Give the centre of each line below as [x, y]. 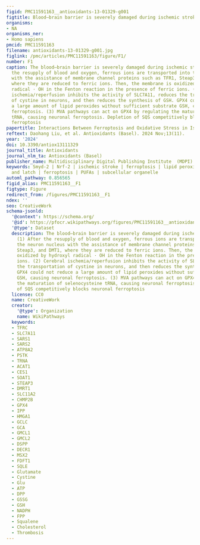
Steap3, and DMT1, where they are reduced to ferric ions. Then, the [105, 250]
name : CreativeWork [36, 300]
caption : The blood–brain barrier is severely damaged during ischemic [97, 67]
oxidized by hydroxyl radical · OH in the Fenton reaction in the [101, 256]
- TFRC [20, 328]
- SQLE [20, 466]
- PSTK [20, 355]
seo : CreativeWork [29, 206]
